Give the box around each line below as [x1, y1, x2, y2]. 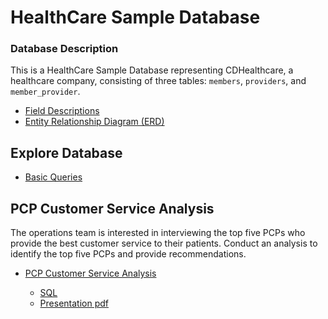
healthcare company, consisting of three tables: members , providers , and [10, 75, 307, 87]
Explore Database [10, 144, 123, 161]
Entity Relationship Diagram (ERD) [24, 116, 165, 128]
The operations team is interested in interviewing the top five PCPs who [10, 227, 306, 239]
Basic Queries [24, 171, 83, 183]
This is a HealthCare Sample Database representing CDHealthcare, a [10, 64, 294, 76]
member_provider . [10, 86, 81, 98]
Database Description [10, 42, 119, 56]
